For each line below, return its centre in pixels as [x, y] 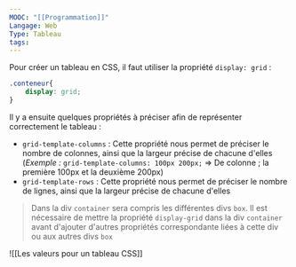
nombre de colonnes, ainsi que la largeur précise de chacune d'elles [147, 153]
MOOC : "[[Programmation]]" [59, 17]
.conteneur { [31, 84]
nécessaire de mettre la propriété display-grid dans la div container [156, 217]
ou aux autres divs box [72, 236]
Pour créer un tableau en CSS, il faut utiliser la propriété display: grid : [140, 67]
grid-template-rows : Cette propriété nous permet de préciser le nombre [155, 181]
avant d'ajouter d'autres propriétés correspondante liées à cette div [155, 226]
